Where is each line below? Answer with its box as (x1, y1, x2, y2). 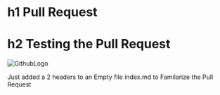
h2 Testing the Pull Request (7, 36, 171, 52)
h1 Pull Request (7, 4, 98, 20)
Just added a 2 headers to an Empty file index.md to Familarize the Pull (7, 73, 214, 81)
